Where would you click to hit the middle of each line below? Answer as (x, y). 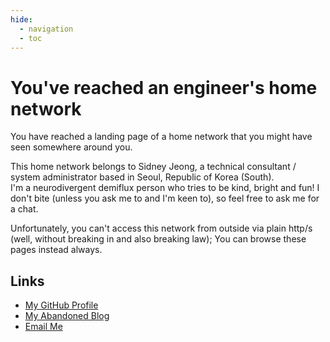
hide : (21, 19)
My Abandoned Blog (67, 316)
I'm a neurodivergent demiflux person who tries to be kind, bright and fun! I (165, 188)
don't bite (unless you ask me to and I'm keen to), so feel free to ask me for (165, 198)
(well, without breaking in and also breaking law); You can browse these (158, 239)
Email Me (43, 327)
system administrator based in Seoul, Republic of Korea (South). (142, 177)
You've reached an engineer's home (164, 87)
